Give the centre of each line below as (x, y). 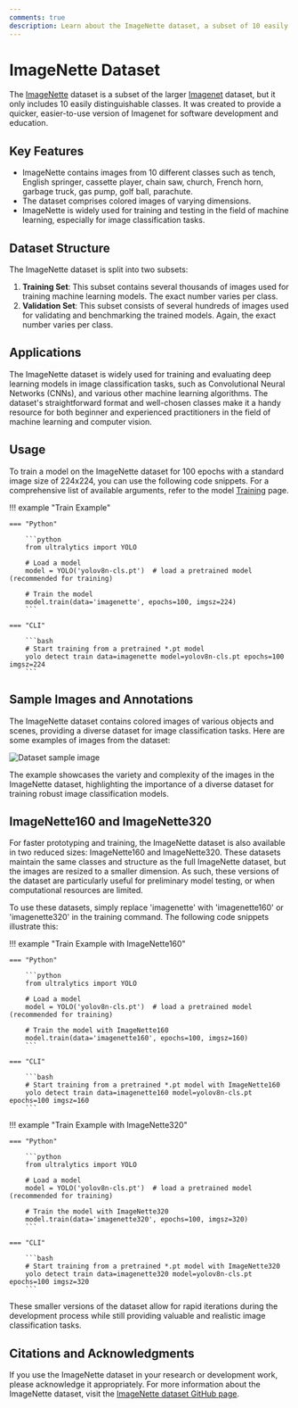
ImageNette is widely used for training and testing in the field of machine (155, 211)
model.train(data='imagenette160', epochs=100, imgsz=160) (137, 1039)
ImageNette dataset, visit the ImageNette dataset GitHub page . (125, 1394)
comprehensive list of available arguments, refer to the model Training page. (149, 490)
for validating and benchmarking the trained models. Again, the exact (149, 315)
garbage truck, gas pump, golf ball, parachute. (107, 192)
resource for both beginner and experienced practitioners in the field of (140, 412)
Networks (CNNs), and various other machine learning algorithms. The (139, 393)
